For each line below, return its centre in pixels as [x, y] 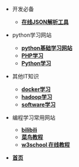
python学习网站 [32, 35]
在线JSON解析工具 [45, 22]
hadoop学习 [37, 97]
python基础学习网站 [47, 48]
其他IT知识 [25, 76]
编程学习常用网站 [34, 117]
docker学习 [36, 89]
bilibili [29, 130]
